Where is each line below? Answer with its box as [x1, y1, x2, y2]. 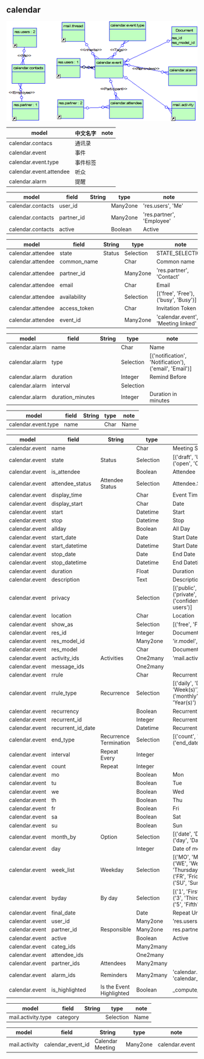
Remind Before [149, 373, 187, 381]
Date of [172, 845, 191, 853]
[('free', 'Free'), [156, 290, 195, 297]
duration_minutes [51, 393, 95, 401]
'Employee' [143, 217, 171, 224]
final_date [51, 909, 76, 916]
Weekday [100, 867, 124, 874]
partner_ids [51, 959, 80, 967]
